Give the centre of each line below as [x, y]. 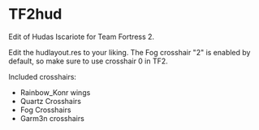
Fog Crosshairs [45, 110]
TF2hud [35, 14]
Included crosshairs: [43, 76]
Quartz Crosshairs [51, 101]
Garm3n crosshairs [52, 118]
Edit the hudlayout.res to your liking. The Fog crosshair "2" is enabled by [129, 52]
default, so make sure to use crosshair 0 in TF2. [88, 61]
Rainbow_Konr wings [55, 92]
